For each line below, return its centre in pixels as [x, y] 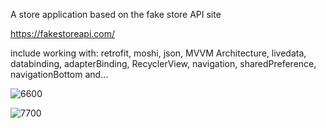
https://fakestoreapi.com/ [63, 33]
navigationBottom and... [59, 74]
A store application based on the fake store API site [116, 14]
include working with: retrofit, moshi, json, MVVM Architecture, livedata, [158, 53]
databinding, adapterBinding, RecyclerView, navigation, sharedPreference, [163, 63]
